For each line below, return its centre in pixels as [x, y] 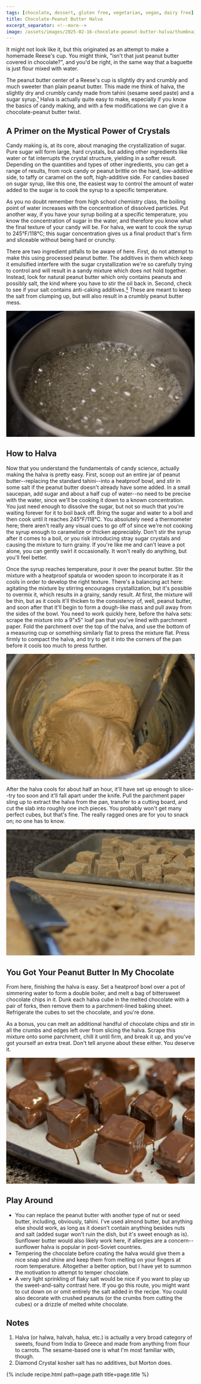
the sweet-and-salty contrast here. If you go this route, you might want [102, 1285]
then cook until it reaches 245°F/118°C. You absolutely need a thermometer [99, 519]
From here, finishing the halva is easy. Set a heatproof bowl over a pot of [96, 987]
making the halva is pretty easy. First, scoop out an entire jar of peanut [93, 475]
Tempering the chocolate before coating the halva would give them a [100, 1253]
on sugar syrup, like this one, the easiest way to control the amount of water [100, 184]
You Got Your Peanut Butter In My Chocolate [90, 972]
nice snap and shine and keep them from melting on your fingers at [98, 1259]
